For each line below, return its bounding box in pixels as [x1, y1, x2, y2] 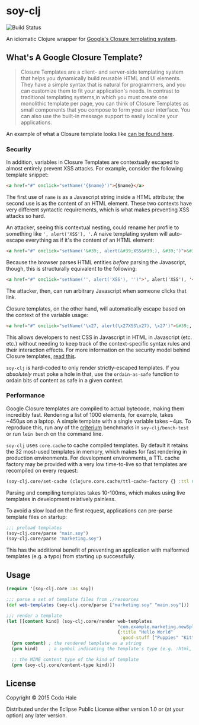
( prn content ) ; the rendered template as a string [11, 640, 142, 647]
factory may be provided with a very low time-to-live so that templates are [6, 460, 188, 467]
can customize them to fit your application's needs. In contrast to [20, 87, 179, 94]
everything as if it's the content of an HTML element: [25, 236, 155, 243]
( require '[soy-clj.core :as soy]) [6, 586, 94, 592]
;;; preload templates [6, 524, 62, 531]
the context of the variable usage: [6, 311, 89, 318]
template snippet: [6, 171, 49, 179]
